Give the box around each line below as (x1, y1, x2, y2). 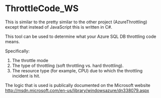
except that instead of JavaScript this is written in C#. (5, 24, 113, 30)
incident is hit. (12, 73, 40, 79)
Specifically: (5, 48, 30, 54)
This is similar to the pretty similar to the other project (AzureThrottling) (5, 19, 147, 25)
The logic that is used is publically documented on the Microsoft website (5, 82, 151, 88)
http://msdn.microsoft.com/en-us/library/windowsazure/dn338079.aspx (5, 87, 149, 93)
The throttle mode (12, 57, 49, 63)
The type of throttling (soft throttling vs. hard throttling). (12, 63, 124, 68)
